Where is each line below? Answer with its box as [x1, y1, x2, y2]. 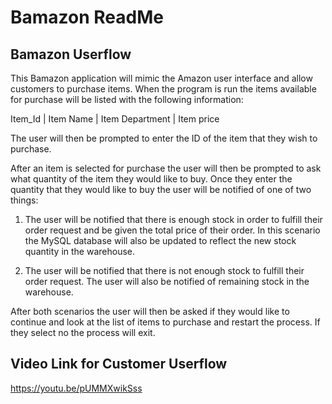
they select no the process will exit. [10, 327, 156, 338]
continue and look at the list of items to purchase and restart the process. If [10, 316, 321, 328]
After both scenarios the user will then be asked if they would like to [10, 306, 290, 317]
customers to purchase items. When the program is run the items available [10, 83, 317, 95]
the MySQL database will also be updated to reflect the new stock [24, 235, 297, 246]
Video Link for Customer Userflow [10, 356, 228, 373]
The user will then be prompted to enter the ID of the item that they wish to [10, 132, 318, 144]
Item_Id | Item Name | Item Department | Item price [10, 113, 220, 125]
